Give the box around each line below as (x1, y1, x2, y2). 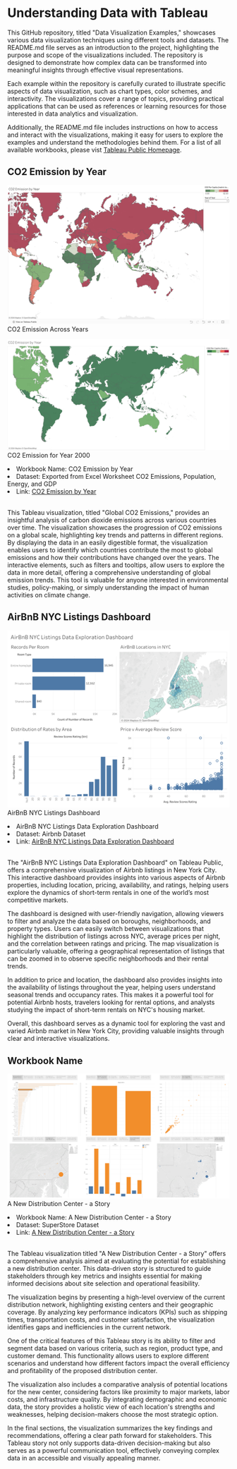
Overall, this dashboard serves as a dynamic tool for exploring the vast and (7, 1019, 226, 1028)
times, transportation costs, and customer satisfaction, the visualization (7, 1315, 215, 1324)
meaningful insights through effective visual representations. (7, 66, 184, 74)
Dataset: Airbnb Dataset (16, 830, 86, 839)
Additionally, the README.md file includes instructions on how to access (7, 123, 219, 131)
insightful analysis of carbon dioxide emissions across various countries (7, 516, 217, 524)
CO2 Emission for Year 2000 (7, 451, 90, 459)
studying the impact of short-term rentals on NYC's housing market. (7, 1006, 205, 1014)
